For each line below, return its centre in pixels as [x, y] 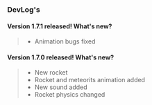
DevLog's [24, 10]
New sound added [61, 87]
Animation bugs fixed [65, 41]
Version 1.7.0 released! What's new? [61, 57]
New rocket [51, 73]
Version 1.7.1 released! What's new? [60, 26]
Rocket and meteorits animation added [90, 80]
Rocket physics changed [70, 95]
